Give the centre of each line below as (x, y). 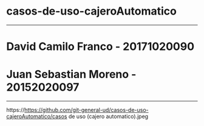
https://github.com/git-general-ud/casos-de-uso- (86, 110)
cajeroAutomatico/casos (37, 116)
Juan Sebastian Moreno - (71, 75)
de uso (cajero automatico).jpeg (108, 116)
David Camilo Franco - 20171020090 (100, 47)
